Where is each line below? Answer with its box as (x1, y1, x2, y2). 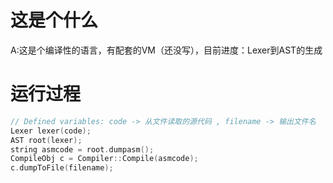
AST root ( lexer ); (10, 135, 83, 145)
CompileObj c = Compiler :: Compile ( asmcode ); (10, 154, 199, 164)
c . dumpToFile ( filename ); (10, 163, 114, 173)
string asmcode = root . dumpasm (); (10, 144, 155, 155)
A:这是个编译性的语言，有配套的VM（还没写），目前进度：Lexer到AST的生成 (10, 44, 323, 56)
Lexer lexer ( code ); (10, 126, 92, 136)
